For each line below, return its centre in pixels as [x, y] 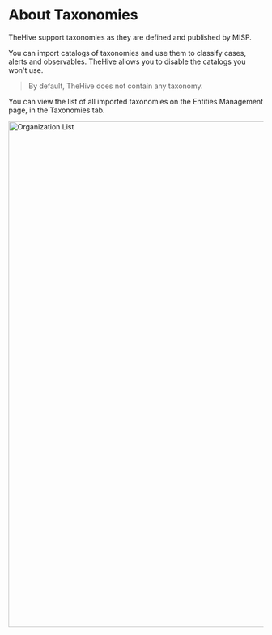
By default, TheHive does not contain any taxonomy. [116, 86]
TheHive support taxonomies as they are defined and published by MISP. [130, 37]
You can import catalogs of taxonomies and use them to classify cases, [127, 53]
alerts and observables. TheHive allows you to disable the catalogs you [127, 61]
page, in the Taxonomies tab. [57, 110]
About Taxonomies [73, 15]
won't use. [26, 70]
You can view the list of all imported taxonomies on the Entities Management [136, 101]
